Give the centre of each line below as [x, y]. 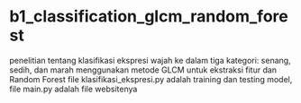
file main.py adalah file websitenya [73, 89]
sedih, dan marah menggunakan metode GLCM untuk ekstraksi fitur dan [143, 70]
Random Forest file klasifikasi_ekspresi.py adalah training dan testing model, [151, 79]
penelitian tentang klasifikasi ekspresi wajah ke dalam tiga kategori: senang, [150, 60]
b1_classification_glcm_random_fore [149, 17]
